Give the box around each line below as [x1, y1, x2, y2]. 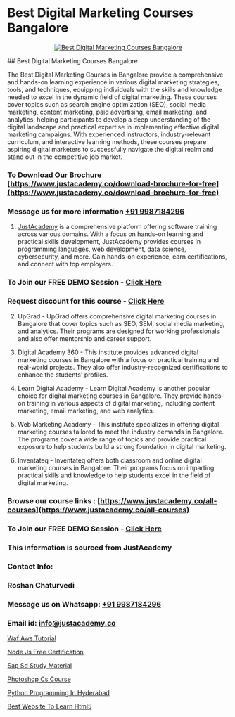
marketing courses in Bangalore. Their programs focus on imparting [17, 464, 215, 472]
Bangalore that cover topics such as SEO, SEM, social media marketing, [17, 320, 225, 328]
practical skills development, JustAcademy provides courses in [17, 238, 201, 246]
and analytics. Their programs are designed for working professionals [17, 327, 220, 335]
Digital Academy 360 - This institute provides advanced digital [17, 348, 199, 356]
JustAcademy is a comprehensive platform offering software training [17, 223, 217, 231]
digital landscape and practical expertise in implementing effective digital [7, 122, 220, 131]
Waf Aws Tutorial [7, 634, 56, 642]
